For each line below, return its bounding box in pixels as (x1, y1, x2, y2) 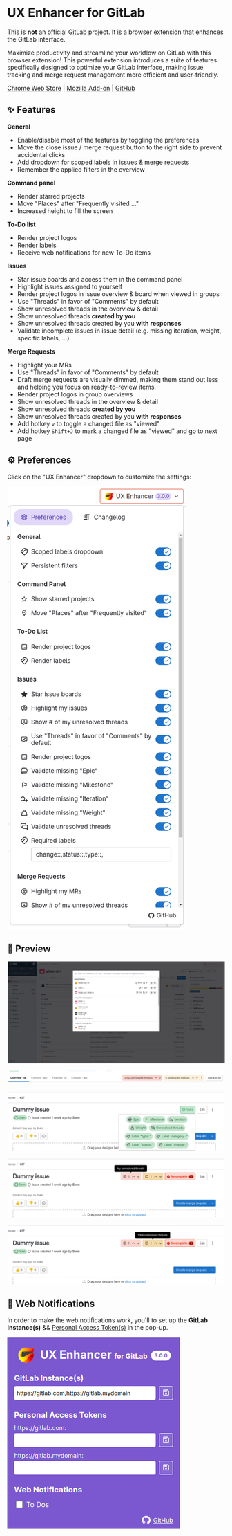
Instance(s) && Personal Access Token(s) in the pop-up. (7, 1324, 168, 1332)
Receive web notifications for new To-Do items (17, 248, 151, 257)
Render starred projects (17, 192, 85, 200)
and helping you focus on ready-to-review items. (17, 383, 157, 391)
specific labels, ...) (17, 333, 70, 342)
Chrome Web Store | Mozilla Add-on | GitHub (7, 84, 136, 92)
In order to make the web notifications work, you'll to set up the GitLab (7, 1316, 209, 1324)
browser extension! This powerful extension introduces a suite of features (7, 55, 217, 64)
